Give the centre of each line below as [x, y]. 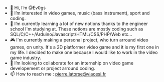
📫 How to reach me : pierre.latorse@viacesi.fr [58, 74]
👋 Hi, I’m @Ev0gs [28, 8]
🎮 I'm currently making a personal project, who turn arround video [79, 40]
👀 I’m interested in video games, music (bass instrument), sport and [80, 13]
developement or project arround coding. [52, 68]
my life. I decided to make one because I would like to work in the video [84, 52]
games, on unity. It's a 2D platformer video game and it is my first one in [84, 47]
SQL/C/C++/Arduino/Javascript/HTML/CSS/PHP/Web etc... [71, 34]
